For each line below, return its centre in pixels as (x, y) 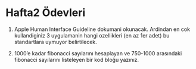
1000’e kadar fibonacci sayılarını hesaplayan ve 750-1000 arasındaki (98, 53)
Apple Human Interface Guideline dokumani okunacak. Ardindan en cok (102, 29)
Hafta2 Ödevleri (46, 13)
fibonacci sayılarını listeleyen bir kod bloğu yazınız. (77, 59)
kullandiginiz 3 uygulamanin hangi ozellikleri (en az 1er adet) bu (92, 35)
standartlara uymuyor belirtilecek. (56, 42)
